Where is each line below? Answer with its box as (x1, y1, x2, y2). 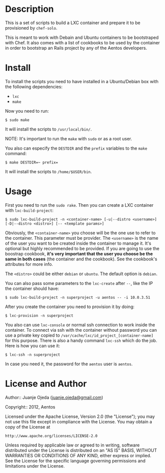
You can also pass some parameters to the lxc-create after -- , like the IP (5, 280, 153, 286)
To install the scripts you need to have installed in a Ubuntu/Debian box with (5, 78, 159, 84)
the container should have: (5, 285, 59, 291)
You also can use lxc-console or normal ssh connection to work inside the (5, 321, 156, 328)
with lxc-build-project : (5, 207, 54, 213)
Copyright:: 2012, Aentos (5, 404, 55, 410)
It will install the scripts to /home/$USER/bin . (5, 168, 92, 174)
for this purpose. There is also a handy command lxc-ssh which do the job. (5, 337, 157, 343)
